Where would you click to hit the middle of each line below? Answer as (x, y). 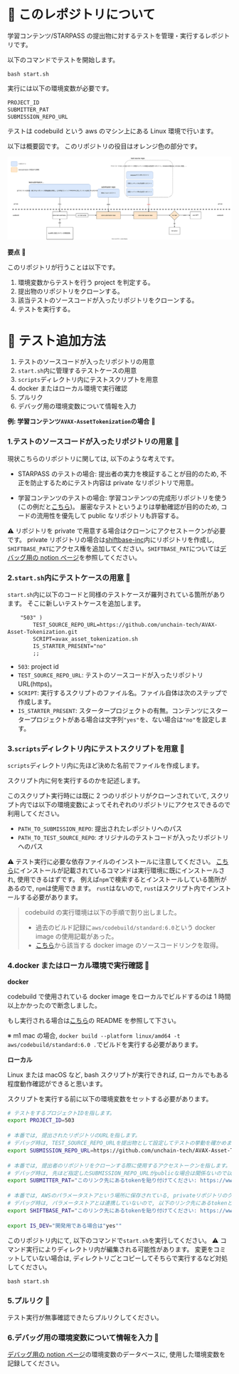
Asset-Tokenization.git (43, 632)
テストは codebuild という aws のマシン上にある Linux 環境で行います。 (112, 131)
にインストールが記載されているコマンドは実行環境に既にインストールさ (119, 870)
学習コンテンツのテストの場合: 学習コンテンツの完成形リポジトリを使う (122, 498)
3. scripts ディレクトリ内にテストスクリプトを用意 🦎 (96, 749)
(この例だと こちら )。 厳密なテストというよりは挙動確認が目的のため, (118, 506)
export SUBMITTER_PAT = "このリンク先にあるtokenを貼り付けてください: (102, 1181)
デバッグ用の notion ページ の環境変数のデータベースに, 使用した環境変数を (117, 1355)
